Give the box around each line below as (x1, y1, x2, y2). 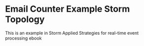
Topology (5, 14, 45, 25)
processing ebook (5, 35, 42, 41)
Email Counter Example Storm (5, 3, 130, 15)
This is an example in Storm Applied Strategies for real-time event (5, 30, 139, 36)
